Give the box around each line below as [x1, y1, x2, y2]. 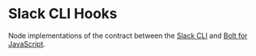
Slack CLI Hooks [8, 5, 117, 23]
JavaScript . [8, 39, 46, 48]
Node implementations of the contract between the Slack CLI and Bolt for [8, 31, 248, 40]
